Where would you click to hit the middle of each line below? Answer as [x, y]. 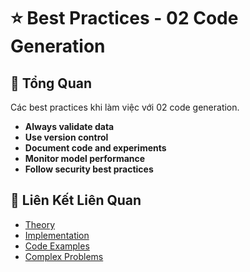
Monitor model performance [85, 158]
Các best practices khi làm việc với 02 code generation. [125, 107]
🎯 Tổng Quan [51, 83]
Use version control [66, 137]
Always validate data [69, 126]
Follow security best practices [89, 169]
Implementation [57, 235]
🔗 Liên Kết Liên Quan [76, 200]
